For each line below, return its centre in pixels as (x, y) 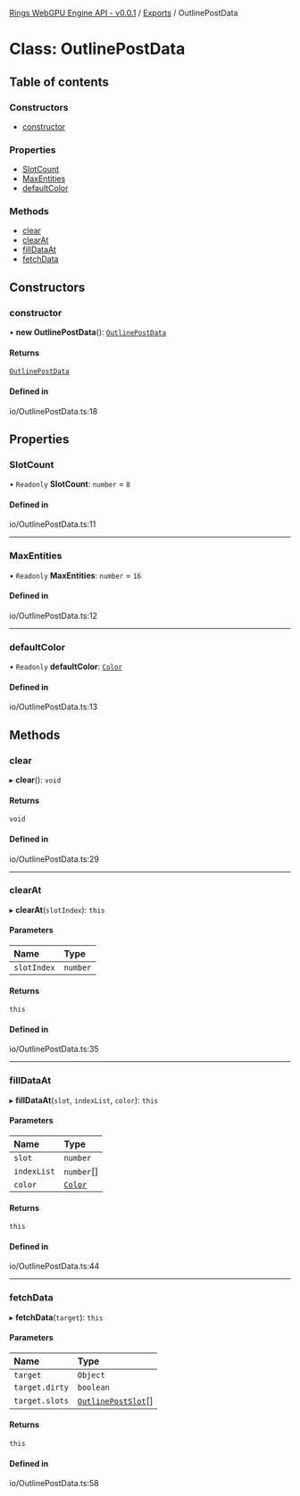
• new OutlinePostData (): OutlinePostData (88, 332)
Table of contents (59, 82)
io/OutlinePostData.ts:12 (54, 615)
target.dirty (42, 1387)
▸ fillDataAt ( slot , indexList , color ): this (84, 1100)
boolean (93, 1387)
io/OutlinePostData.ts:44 (54, 1266)
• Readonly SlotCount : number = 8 (70, 484)
